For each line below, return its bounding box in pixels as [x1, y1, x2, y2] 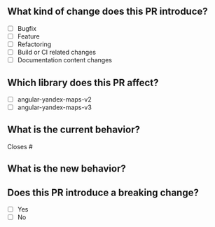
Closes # [7, 142, 33, 151]
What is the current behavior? [7, 124, 140, 136]
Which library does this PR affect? [7, 76, 159, 88]
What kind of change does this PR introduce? [7, 6, 208, 18]
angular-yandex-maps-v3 [17, 103, 92, 111]
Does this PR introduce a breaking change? [7, 186, 200, 198]
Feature [17, 32, 40, 41]
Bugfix [17, 24, 37, 32]
